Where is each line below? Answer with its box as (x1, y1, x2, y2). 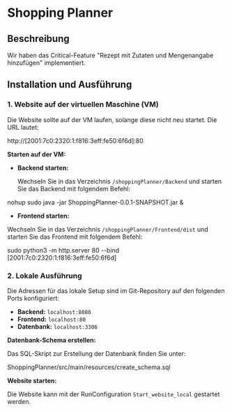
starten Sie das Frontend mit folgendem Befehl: (7, 232, 143, 241)
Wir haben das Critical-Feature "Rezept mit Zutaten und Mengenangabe (7, 51, 214, 59)
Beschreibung (7, 33, 70, 45)
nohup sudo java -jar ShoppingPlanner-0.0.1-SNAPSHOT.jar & (7, 197, 184, 207)
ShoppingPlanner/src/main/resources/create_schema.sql (7, 363, 171, 371)
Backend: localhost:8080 (17, 307, 91, 315)
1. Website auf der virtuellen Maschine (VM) (7, 100, 159, 110)
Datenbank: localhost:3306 (17, 322, 98, 331)
